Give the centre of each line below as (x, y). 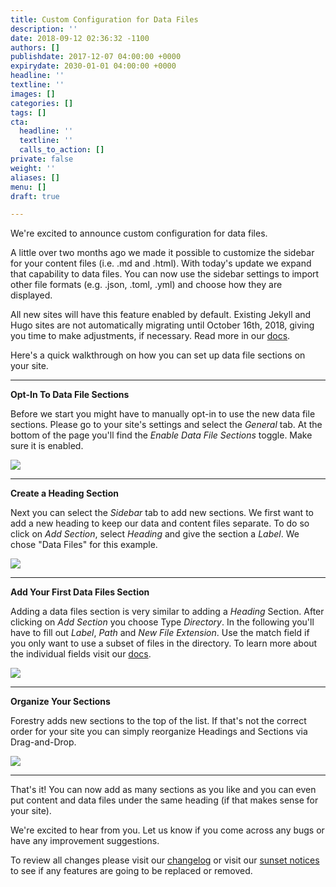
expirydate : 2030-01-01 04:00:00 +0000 (93, 66)
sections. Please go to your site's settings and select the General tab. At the (166, 425)
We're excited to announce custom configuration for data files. (139, 233)
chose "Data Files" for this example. (84, 545)
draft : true (35, 196)
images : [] (33, 94)
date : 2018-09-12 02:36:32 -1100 (80, 38)
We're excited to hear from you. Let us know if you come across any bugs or (167, 830)
